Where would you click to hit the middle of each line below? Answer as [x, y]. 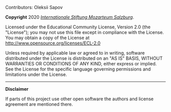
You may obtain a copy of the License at [48, 38]
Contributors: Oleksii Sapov [34, 7]
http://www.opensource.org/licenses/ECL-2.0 [53, 43]
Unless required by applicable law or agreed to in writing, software [75, 53]
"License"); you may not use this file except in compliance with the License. [85, 32]
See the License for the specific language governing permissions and [78, 69]
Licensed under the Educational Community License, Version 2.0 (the [78, 27]
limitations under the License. [36, 74]
